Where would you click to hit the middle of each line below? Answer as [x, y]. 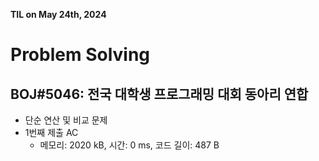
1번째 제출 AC [51, 132]
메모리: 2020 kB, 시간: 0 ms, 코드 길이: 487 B [129, 145]
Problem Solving [80, 55]
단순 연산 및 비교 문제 [66, 120]
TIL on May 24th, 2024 [58, 14]
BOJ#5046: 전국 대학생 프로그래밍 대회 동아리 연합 [159, 94]
